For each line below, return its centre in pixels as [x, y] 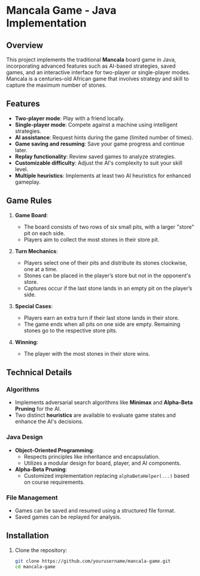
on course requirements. [54, 482]
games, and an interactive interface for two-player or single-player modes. [98, 72]
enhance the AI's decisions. [49, 422]
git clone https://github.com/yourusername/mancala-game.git [93, 561]
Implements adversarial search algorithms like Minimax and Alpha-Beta [104, 402]
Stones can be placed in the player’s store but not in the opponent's [107, 275]
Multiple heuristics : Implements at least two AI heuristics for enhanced [103, 175]
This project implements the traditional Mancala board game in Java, [91, 60]
